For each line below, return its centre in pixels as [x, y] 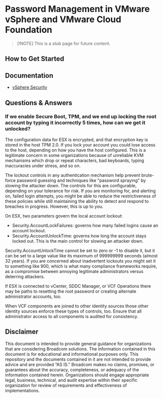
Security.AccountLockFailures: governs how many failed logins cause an [85, 225]
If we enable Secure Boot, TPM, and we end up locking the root [81, 117]
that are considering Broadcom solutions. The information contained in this [80, 348]
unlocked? [18, 129]
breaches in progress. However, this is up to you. [54, 206]
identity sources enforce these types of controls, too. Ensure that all [73, 311]
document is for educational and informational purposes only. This [72, 354]
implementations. [22, 390]
